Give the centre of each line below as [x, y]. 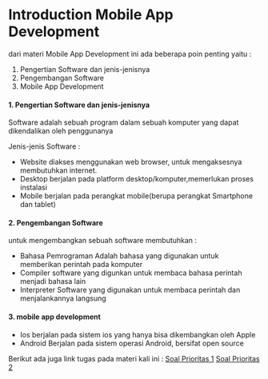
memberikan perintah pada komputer [81, 265]
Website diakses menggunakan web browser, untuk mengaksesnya [131, 162]
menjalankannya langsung [63, 298]
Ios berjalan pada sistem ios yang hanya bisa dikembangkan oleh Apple [138, 334]
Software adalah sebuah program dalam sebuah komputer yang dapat [124, 122]
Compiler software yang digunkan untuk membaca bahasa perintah [131, 273]
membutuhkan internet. [58, 170]
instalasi [34, 188]
